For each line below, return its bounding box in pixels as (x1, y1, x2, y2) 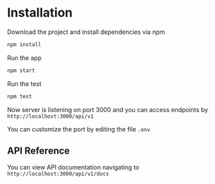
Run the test (7, 80, 42, 88)
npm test (7, 93, 32, 100)
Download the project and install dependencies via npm (7, 28, 165, 36)
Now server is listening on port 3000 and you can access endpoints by (7, 105, 209, 113)
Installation (7, 5, 73, 21)
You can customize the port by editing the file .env (7, 125, 150, 133)
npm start (7, 67, 36, 74)
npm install (7, 41, 41, 48)
